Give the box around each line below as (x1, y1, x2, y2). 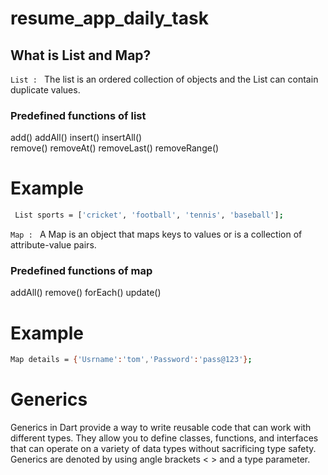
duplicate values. (10, 84, 81, 96)
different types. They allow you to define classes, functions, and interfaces (10, 432, 319, 444)
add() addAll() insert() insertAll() (10, 132, 143, 144)
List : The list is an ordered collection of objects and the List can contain (10, 73, 319, 85)
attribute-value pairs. (10, 239, 97, 251)
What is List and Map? (10, 47, 152, 64)
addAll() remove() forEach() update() (10, 287, 162, 299)
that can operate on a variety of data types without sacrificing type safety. (10, 443, 317, 455)
